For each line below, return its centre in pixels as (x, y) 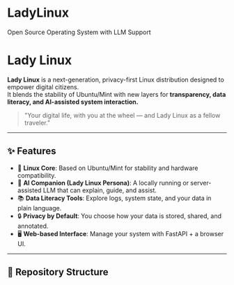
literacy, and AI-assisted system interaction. (73, 102)
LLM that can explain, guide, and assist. (100, 190)
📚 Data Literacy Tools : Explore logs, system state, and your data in (114, 198)
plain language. (39, 208)
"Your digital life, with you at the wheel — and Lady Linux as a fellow (122, 115)
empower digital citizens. (43, 87)
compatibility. (37, 175)
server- (201, 183)
